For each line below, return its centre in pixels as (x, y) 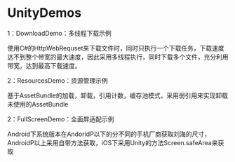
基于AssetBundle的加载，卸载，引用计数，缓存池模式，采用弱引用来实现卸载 (118, 95)
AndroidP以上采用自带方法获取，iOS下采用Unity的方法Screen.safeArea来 (113, 142)
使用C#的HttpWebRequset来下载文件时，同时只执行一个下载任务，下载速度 (116, 48)
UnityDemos (45, 13)
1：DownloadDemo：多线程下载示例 (59, 33)
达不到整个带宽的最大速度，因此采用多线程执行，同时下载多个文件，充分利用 (118, 57)
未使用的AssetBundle (38, 104)
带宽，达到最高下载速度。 (44, 65)
